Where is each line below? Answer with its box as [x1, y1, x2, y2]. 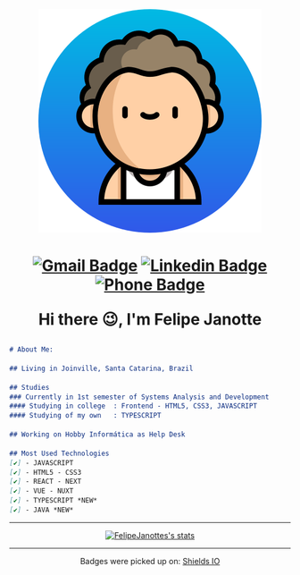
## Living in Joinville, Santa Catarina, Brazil [9, 364, 194, 373]
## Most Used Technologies [9, 449, 110, 458]
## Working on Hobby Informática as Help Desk [9, 430, 186, 439]
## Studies [9, 383, 50, 392]
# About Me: [9, 345, 54, 354]
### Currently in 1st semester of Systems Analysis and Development [9, 393, 270, 402]
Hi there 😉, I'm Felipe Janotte [38, 309, 262, 330]
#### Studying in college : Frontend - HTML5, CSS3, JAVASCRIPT [9, 402, 257, 410]
